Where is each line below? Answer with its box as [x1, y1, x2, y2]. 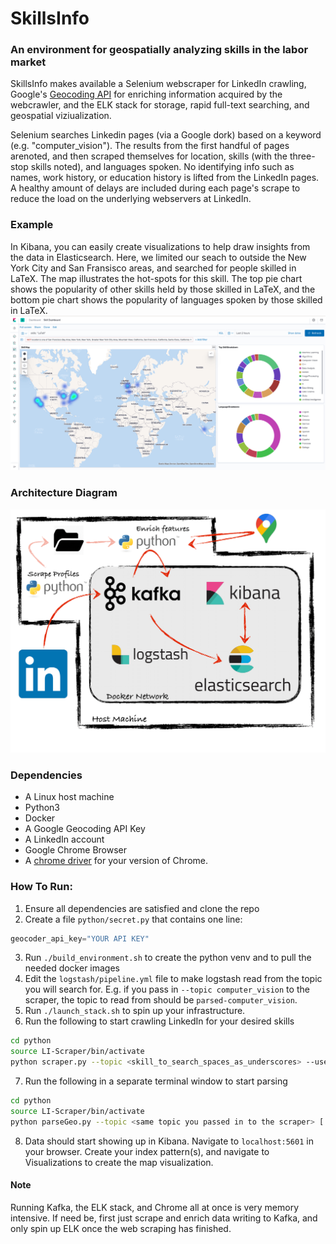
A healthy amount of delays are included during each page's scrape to [10, 182, 301, 194]
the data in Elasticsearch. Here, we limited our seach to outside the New [10, 251, 307, 263]
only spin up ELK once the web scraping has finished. [10, 1222, 232, 1234]
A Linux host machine [24, 791, 115, 803]
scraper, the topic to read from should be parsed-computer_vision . [24, 994, 298, 1006]
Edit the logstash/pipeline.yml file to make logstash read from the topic [24, 973, 323, 985]
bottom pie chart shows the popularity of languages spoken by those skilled [10, 293, 323, 306]
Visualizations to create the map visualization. [24, 1156, 214, 1168]
